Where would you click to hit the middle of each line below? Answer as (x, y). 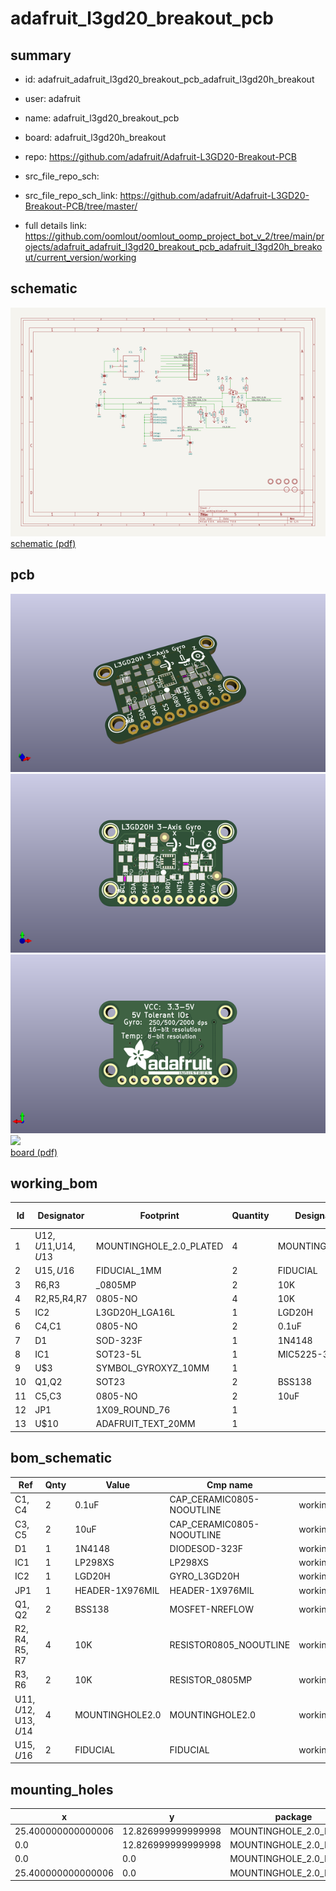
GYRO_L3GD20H (204, 1576)
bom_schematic (61, 1458)
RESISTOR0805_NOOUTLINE (230, 1644)
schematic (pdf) (43, 544)
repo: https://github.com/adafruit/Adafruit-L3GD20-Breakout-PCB (160, 156)
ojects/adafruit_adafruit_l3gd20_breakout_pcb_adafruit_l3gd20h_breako (173, 246)
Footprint (159, 1216)
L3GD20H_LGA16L (135, 1313)
